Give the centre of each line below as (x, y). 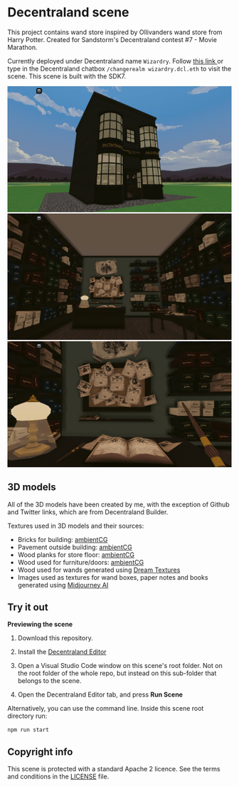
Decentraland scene (68, 12)
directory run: (27, 716)
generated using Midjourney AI (63, 585)
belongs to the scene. (49, 681)
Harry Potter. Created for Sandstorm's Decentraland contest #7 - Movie (112, 39)
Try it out (28, 607)
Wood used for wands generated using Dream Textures (99, 570)
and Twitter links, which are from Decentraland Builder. (88, 512)
